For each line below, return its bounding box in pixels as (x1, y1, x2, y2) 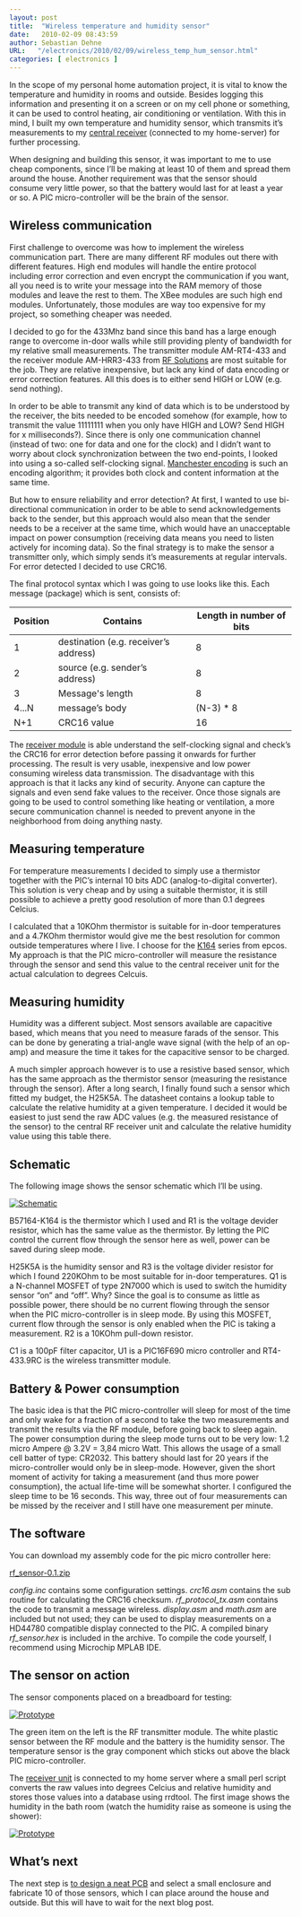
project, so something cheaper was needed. (9, 309, 173, 319)
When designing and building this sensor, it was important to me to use (9, 154, 271, 164)
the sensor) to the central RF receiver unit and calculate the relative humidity (9, 1121, 292, 1132)
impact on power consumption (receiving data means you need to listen (9, 532, 275, 543)
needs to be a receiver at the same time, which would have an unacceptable (9, 522, 291, 534)
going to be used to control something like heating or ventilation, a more (9, 796, 275, 807)
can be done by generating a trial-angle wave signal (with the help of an (9, 1037, 275, 1048)
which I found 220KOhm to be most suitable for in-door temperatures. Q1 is (9, 1271, 288, 1282)
